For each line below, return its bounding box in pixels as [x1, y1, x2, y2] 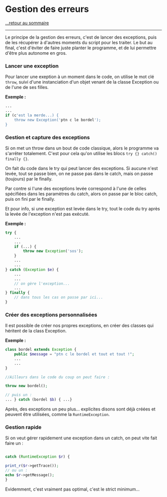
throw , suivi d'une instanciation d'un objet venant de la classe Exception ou [5, 79, 159, 85]
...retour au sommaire [5, 20, 49, 26]
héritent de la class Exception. [5, 328, 67, 334]
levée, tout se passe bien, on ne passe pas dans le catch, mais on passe [5, 170, 153, 176]
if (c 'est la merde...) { [5, 113, 59, 118]
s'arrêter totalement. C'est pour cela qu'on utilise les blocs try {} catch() [5, 150, 158, 156]
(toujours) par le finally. [5, 175, 53, 182]
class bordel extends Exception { [5, 347, 77, 352]
